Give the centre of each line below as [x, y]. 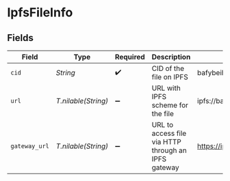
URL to [163, 125]
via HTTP [166, 142]
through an [169, 150]
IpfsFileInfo [40, 13]
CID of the [168, 68]
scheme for [170, 105]
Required [130, 57]
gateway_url [30, 146]
